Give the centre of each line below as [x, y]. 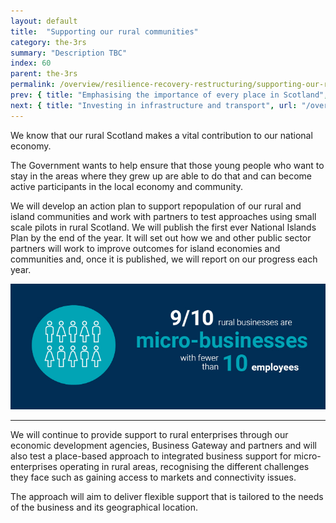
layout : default [44, 21]
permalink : [33, 85]
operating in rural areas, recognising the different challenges [184, 467]
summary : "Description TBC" [69, 53]
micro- [307, 456]
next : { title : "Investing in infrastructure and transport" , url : [154, 105]
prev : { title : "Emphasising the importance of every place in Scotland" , [169, 95]
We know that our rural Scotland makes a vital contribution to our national [161, 135]
